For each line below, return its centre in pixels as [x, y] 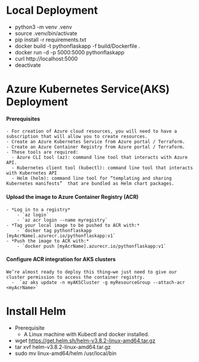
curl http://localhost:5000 [46, 59]
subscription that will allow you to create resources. [77, 137]
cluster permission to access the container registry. [76, 277]
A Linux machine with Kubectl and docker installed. [86, 334]
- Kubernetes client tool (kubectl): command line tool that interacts [102, 168]
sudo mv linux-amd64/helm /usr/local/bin [66, 353]
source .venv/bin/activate [46, 33]
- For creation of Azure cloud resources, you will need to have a [92, 131]
